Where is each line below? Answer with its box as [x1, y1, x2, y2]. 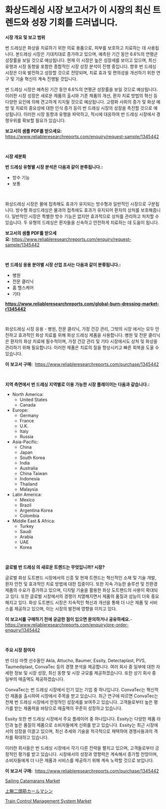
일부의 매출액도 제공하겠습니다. [5, 676, 65, 682]
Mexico [19, 497, 35, 503]
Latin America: [12, 491, 42, 497]
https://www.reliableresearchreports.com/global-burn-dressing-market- [5, 301, 160, 307]
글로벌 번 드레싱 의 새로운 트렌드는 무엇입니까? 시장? [5, 564, 105, 570]
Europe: [12, 407, 29, 413]
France [19, 417, 35, 423]
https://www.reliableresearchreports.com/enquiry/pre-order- [5, 621, 129, 628]
